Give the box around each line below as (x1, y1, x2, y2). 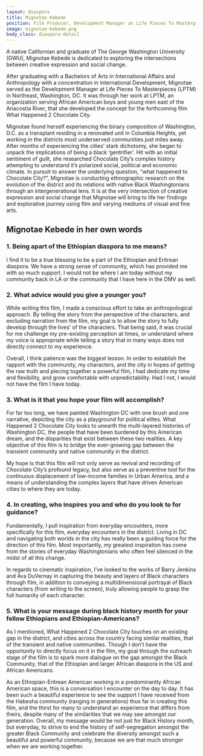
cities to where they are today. (6, 485, 82, 492)
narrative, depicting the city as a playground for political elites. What (6, 416, 176, 423)
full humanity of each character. (6, 591, 86, 598)
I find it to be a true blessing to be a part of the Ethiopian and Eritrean (6, 256, 178, 264)
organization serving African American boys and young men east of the (6, 98, 184, 106)
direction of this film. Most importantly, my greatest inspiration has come (6, 541, 187, 548)
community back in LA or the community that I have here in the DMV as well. (6, 275, 197, 282)
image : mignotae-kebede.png (6, 25, 77, 32)
